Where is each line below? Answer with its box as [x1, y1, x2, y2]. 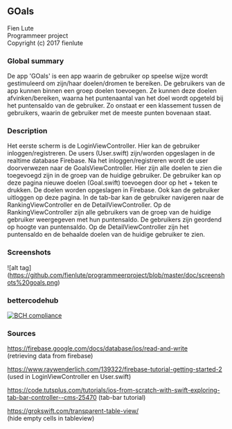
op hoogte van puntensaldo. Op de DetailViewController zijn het [7, 223, 189, 231]
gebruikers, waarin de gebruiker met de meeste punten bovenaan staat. [7, 109, 212, 117]
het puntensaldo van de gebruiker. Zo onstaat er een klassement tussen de [7, 101, 222, 110]
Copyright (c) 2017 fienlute [7, 38, 84, 47]
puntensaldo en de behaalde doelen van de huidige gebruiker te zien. [7, 230, 206, 239]
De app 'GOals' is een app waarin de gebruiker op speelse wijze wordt [7, 72, 208, 81]
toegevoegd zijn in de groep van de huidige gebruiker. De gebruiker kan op [7, 171, 222, 180]
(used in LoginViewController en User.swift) [7, 373, 132, 381]
